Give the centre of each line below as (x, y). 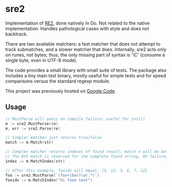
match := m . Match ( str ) (29, 142)
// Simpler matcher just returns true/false (53, 138)
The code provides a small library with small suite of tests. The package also (86, 70)
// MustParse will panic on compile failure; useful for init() (75, 119)
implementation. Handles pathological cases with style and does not (77, 28)
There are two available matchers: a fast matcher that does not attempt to (83, 44)
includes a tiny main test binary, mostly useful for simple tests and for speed (86, 75)
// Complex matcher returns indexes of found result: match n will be (82, 152)
